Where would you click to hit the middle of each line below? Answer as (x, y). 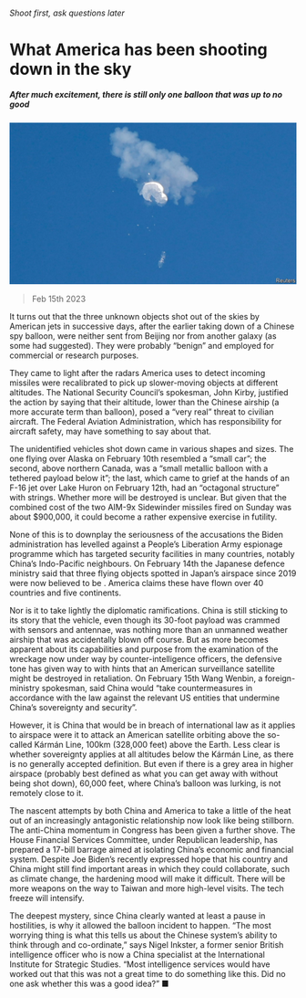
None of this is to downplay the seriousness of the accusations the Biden (147, 535)
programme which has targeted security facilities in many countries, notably (152, 554)
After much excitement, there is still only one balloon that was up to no (146, 95)
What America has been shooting (139, 49)
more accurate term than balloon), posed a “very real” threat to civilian (142, 412)
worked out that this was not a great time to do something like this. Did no (148, 974)
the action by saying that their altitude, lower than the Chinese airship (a (144, 403)
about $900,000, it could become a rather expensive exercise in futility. (143, 517)
